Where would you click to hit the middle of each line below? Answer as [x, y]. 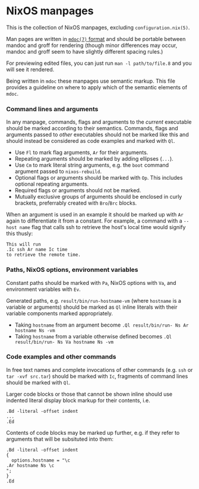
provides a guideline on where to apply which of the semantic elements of [97, 87]
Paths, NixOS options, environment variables [72, 270]
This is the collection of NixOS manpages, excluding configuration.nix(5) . [98, 27]
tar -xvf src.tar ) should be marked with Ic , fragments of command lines [97, 376]
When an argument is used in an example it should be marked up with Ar [95, 215]
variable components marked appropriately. [60, 313]
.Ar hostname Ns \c [30, 465]
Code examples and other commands [61, 357]
